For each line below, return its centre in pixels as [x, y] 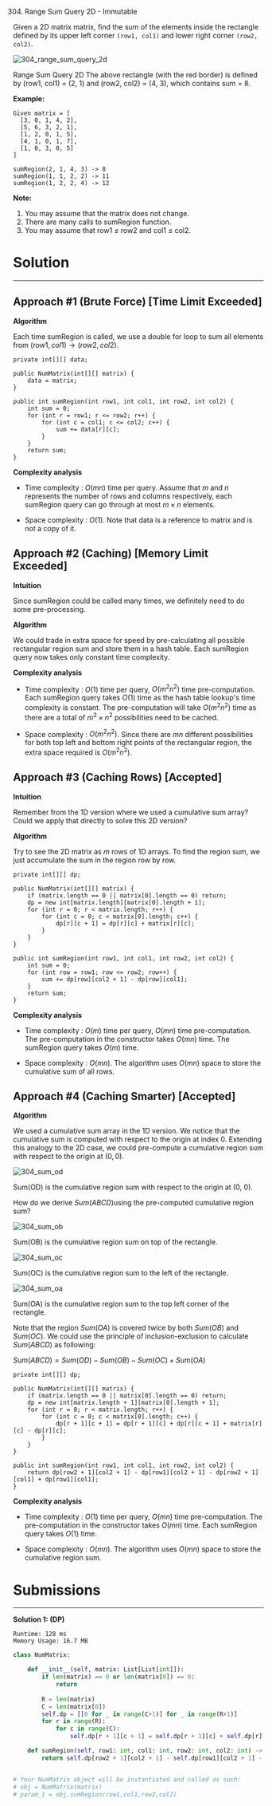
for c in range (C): [87, 1729]
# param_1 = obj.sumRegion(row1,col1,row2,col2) [95, 1794]
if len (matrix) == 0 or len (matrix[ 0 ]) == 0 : [119, 1677]
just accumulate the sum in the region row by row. [95, 860]
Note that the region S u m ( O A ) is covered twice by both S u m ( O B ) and [126, 1328]
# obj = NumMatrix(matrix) [58, 1787]
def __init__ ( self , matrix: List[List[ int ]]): [106, 1670]
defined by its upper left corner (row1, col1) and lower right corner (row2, [135, 35]
